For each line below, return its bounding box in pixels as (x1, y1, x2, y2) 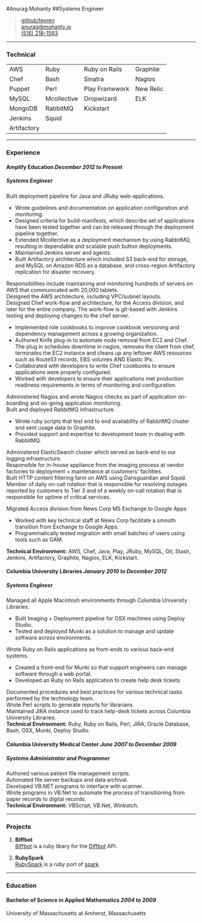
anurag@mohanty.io (20, 24, 72, 30)
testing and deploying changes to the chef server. (6, 312, 130, 319)
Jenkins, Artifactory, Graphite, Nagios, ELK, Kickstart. (6, 554, 139, 561)
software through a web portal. (14, 670, 92, 677)
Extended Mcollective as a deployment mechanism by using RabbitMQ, (14, 236, 191, 243)
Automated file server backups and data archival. (6, 776, 128, 783)
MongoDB (9, 104, 38, 113)
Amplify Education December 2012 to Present (6, 163, 123, 171)
